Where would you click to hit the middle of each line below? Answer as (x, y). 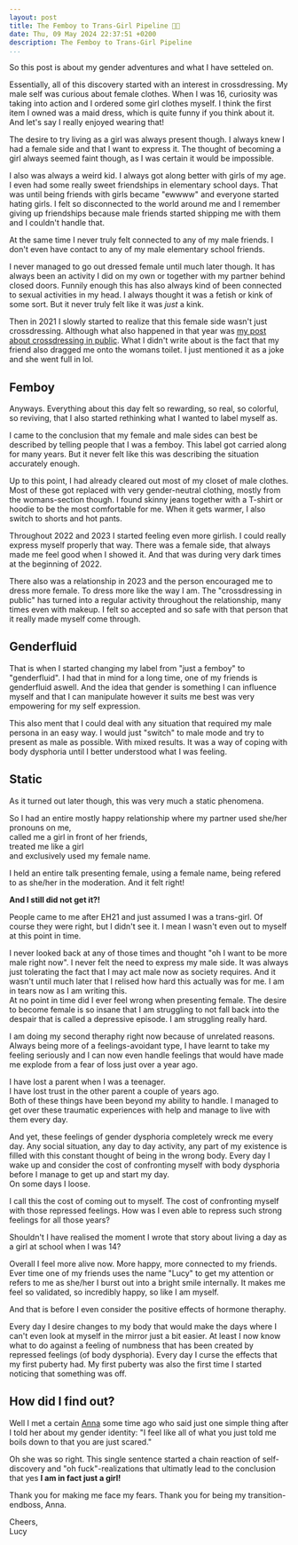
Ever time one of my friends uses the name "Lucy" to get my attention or (142, 1273)
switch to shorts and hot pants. (66, 519)
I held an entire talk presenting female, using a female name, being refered (145, 873)
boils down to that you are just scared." (81, 1442)
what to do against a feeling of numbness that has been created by (132, 1345)
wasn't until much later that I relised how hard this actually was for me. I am (147, 981)
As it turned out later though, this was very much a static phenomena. (137, 801)
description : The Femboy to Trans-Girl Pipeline (101, 42)
